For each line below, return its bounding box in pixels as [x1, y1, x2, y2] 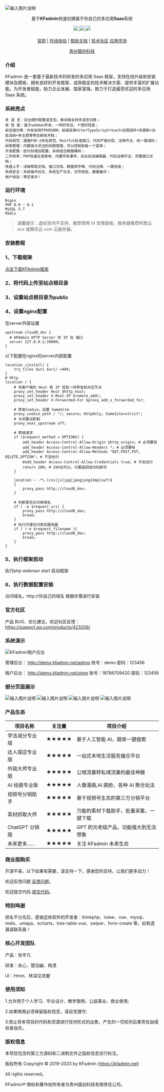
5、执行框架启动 [5, 556, 43, 563]
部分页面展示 [5, 683, 36, 690]
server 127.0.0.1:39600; [9, 339, 60, 344]
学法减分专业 [7, 732, 38, 739]
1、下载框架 [5, 254, 33, 261]
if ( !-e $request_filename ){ [14, 526, 78, 531]
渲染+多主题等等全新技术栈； [8, 133, 59, 138]
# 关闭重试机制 [14, 417, 41, 421]
